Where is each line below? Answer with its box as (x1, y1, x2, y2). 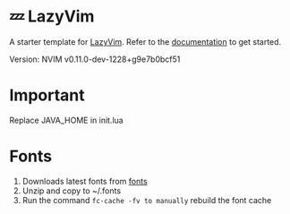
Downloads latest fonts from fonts (21, 175, 148, 186)
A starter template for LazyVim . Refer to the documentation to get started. (9, 36, 282, 47)
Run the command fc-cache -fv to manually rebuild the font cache (21, 194, 272, 205)
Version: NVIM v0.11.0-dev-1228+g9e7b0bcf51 (9, 54, 181, 64)
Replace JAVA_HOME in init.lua (9, 115, 124, 125)
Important (9, 85, 85, 106)
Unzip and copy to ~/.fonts (21, 185, 122, 196)
